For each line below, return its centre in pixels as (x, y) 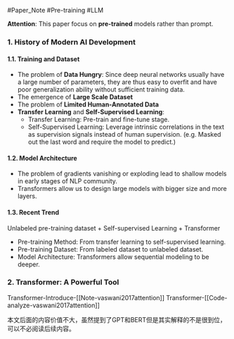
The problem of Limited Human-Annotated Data (88, 104)
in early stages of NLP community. (67, 181)
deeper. (28, 264)
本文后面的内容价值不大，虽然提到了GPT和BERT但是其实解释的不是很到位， (117, 319)
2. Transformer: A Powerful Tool (63, 283)
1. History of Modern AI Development (71, 42)
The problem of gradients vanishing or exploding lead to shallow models (122, 174)
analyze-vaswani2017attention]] (53, 305)
